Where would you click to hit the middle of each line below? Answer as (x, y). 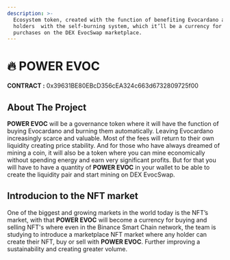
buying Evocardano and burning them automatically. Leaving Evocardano (110, 131)
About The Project (47, 107)
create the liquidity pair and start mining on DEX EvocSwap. (91, 174)
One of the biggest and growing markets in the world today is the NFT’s (108, 212)
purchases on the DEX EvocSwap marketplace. (78, 32)
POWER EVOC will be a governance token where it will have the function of (113, 123)
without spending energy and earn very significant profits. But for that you (112, 160)
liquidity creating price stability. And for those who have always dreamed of (114, 145)
